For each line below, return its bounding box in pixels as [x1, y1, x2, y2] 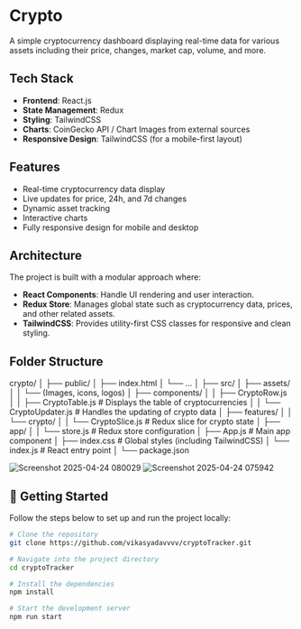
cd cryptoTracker [9, 563, 75, 572]
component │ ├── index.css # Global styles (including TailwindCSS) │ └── [9, 435, 290, 447]
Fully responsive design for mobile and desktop [22, 222, 199, 233]
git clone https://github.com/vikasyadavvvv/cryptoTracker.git [9, 538, 252, 547]
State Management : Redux [22, 105, 124, 116]
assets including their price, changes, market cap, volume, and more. [9, 44, 267, 55]
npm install [9, 587, 54, 597]
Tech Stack [9, 71, 74, 87]
